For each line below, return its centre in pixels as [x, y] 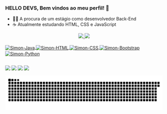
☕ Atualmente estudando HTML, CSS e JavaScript [64, 24]
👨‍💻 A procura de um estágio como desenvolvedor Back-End [74, 19]
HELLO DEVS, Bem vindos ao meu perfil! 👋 [57, 8]
